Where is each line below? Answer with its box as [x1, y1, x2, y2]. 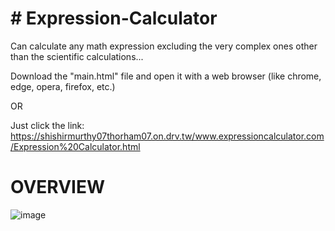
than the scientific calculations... [10, 50, 144, 62]
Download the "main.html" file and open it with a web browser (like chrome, [10, 70, 322, 82]
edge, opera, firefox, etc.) [10, 80, 116, 92]
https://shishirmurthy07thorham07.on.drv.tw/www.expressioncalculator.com [10, 130, 325, 142]
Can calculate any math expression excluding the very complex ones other [10, 40, 318, 52]
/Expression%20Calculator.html [10, 140, 141, 152]
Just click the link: [10, 119, 85, 131]
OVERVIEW [10, 176, 106, 199]
